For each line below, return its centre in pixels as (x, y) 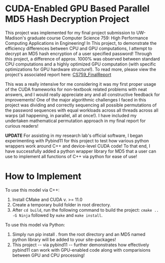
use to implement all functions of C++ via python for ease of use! (71, 156)
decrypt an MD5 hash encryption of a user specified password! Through (79, 53)
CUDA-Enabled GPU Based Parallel (77, 9)
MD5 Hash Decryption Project (67, 19)
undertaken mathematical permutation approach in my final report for (76, 121)
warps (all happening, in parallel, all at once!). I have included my (71, 115)
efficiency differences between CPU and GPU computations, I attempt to (79, 48)
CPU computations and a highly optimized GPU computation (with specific (81, 64)
